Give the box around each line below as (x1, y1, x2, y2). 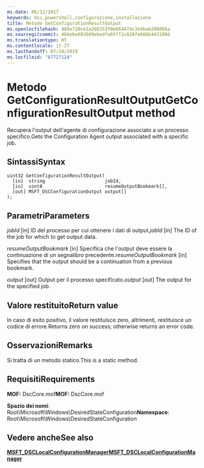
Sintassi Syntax (7, 156, 66, 167)
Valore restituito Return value (7, 300, 118, 311)
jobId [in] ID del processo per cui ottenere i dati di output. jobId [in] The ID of (7, 227, 197, 234)
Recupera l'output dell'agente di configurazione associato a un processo (7, 126, 189, 134)
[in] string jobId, (12, 178, 121, 184)
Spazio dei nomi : (7, 402, 50, 409)
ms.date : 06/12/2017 (7, 9, 59, 15)
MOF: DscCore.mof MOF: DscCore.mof (7, 390, 104, 397)
